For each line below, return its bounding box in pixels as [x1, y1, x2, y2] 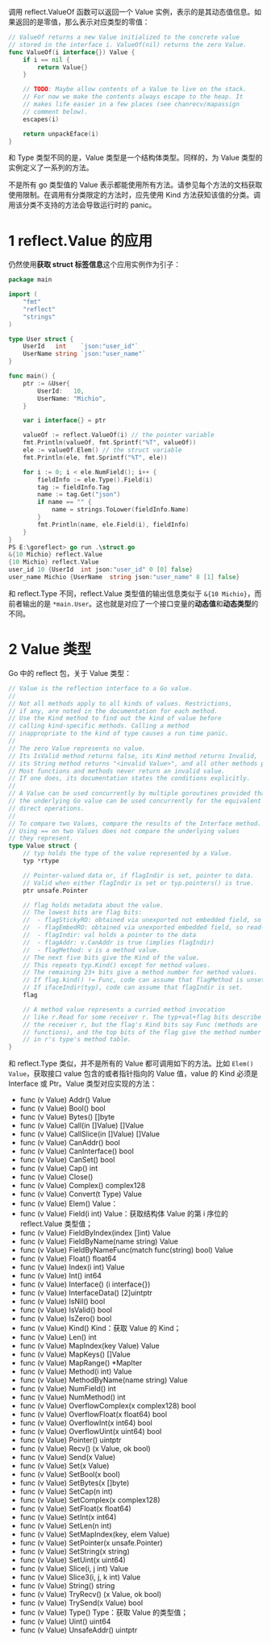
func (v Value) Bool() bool [19, 1103, 106, 1113]
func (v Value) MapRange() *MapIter [19, 1358, 143, 1368]
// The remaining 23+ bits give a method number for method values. [23, 969, 258, 977]
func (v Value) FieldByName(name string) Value [19, 1236, 179, 1246]
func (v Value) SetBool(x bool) [19, 1470, 121, 1479]
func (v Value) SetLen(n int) [19, 1521, 112, 1531]
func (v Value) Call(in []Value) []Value [19, 1120, 144, 1131]
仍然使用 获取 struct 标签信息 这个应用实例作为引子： [8, 260, 181, 269]
